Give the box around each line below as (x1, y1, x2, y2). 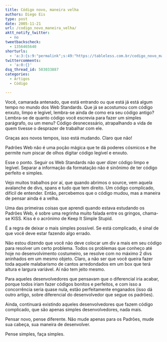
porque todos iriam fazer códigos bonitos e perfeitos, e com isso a (5, 281, 142, 287)
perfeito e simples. (5, 170, 44, 176)
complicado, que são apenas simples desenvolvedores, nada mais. (5, 306, 143, 312)
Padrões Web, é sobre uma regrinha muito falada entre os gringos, (5, 210, 142, 216)
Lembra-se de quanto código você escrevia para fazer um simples (5, 114, 142, 120)
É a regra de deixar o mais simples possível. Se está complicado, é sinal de (5, 225, 159, 231)
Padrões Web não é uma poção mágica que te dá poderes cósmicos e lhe (5, 144, 157, 150)
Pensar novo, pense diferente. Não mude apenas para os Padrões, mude (5, 316, 154, 322)
